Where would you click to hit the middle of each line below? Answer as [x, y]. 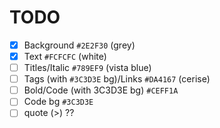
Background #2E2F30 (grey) [79, 45]
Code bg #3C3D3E [58, 102]
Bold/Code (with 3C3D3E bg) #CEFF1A [101, 90]
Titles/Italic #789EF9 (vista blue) [87, 68]
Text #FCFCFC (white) [65, 56]
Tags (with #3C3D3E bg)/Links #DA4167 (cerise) [117, 79]
